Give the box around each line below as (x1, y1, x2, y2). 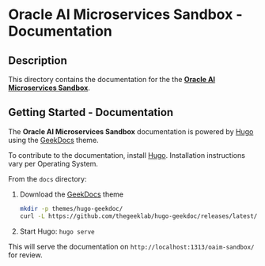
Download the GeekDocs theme (19, 189, 124, 199)
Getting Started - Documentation (8, 106, 174, 119)
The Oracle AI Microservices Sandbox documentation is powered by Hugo (8, 126, 254, 136)
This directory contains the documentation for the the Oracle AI (8, 75, 216, 84)
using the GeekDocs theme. (8, 135, 99, 144)
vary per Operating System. (8, 159, 99, 168)
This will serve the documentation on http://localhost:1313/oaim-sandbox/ (8, 242, 255, 251)
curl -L (19, 212, 45, 220)
